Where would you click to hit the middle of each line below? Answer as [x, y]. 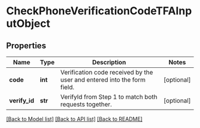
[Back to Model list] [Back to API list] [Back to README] [74, 119]
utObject [28, 24]
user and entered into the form [103, 80]
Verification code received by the [107, 72]
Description [109, 62]
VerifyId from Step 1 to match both [109, 97]
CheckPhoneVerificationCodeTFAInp [99, 11]
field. [67, 87]
